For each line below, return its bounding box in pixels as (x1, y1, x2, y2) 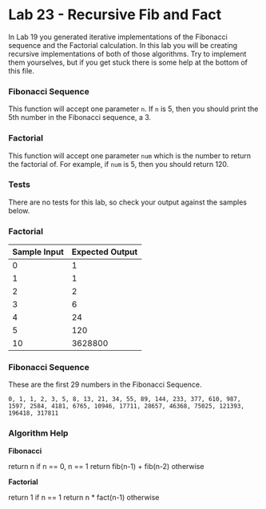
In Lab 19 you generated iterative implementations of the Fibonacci (8, 32, 228, 42)
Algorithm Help (8, 427, 69, 439)
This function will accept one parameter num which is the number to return (8, 150, 252, 161)
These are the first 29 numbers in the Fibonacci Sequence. (8, 380, 202, 389)
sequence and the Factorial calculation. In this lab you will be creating (8, 40, 238, 50)
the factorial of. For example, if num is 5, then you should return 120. (8, 159, 229, 169)
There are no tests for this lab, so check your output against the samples (8, 197, 248, 207)
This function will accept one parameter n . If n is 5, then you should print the (8, 104, 259, 113)
